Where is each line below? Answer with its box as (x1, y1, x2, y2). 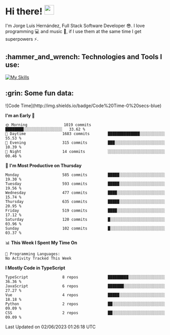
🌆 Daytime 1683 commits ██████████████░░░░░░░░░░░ (5, 131, 165, 136)
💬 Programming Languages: (5, 251, 60, 256)
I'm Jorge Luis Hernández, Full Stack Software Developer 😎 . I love (5, 22, 145, 29)
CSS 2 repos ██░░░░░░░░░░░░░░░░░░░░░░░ (5, 310, 165, 315)
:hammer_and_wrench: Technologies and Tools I (5, 53, 162, 61)
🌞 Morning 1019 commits (5, 122, 92, 127)
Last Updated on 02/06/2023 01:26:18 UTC (5, 323, 96, 330)
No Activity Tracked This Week (5, 255, 72, 261)
